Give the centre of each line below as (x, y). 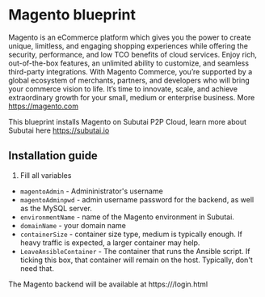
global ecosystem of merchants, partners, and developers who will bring (129, 80)
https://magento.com (44, 106)
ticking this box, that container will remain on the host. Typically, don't (136, 260)
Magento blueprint (72, 15)
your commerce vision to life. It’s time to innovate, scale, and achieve (123, 89)
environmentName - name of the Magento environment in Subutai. (127, 217)
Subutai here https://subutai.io (59, 130)
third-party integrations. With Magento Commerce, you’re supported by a (130, 71)
